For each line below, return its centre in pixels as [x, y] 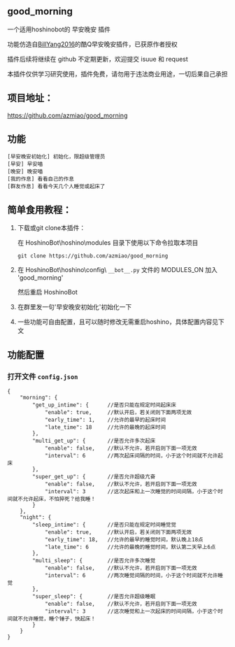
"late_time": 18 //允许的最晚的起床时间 [105, 427]
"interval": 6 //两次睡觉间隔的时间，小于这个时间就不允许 [131, 575]
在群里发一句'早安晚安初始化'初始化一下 [74, 307]
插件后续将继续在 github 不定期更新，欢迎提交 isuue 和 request [98, 59]
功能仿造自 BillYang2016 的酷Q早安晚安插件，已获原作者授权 [93, 44]
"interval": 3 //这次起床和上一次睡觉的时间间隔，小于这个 [131, 491]
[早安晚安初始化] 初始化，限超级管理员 [56, 157]
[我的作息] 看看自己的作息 [41, 179]
